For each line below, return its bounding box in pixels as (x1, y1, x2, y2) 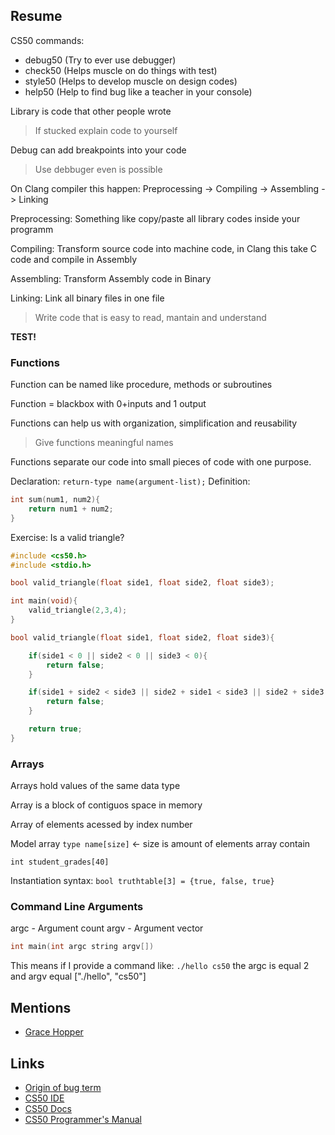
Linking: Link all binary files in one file (10, 292, 165, 304)
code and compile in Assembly (10, 253, 138, 265)
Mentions (10, 999, 72, 1016)
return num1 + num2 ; (28, 504, 114, 514)
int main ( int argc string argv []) (10, 942, 155, 952)
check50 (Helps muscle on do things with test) (24, 64, 218, 76)
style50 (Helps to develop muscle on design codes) (24, 75, 238, 87)
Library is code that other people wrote (10, 105, 172, 117)
